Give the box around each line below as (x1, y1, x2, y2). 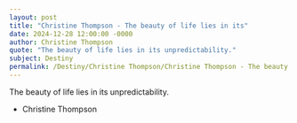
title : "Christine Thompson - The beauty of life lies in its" (9, 21, 249, 30)
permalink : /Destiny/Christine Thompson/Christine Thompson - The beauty (9, 63, 289, 72)
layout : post (9, 12, 58, 22)
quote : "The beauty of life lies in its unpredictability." (9, 46, 237, 55)
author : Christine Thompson (9, 37, 114, 47)
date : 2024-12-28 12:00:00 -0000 (9, 29, 133, 38)
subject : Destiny (9, 54, 74, 63)
